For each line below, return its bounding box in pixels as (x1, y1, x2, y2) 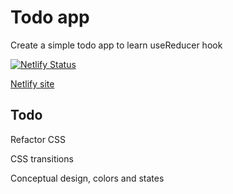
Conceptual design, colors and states (10, 172, 165, 184)
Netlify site (10, 77, 55, 90)
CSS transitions (10, 152, 74, 165)
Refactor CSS (10, 133, 67, 145)
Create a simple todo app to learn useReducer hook (10, 39, 223, 51)
